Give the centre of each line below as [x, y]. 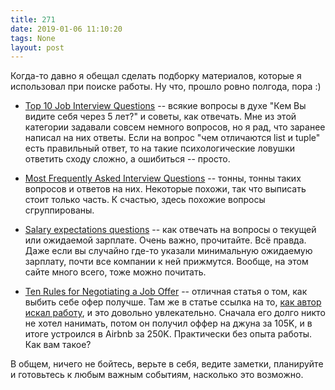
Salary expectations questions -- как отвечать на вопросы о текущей [170, 230]
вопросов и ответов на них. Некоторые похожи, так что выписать [165, 189]
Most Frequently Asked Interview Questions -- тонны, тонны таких [163, 178]
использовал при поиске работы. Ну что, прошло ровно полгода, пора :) [166, 87]
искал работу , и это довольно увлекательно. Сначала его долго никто [175, 313]
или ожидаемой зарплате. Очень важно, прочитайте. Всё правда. [165, 240]
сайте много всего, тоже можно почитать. [115, 272]
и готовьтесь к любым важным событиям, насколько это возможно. [157, 375]
